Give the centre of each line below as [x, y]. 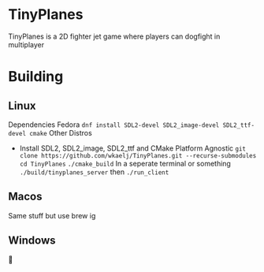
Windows [32, 241]
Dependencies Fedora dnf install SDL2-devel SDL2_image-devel [114, 125]
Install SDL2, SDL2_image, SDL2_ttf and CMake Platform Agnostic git [133, 148]
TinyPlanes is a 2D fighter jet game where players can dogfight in [114, 36]
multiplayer [26, 44]
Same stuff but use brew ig [52, 215]
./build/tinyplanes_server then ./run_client [94, 172]
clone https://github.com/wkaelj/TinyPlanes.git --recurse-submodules [138, 155]
